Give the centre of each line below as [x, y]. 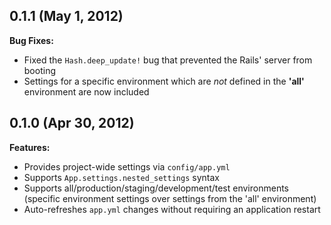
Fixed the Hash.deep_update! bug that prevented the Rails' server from [168, 60]
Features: [30, 147]
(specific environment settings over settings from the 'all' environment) [170, 198]
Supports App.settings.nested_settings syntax [121, 177]
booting [39, 70]
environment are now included [86, 91]
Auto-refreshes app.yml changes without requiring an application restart [172, 209]
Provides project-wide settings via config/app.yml [127, 166]
